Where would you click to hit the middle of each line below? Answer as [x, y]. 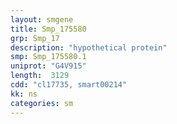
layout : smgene [42, 19]
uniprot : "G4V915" [48, 66]
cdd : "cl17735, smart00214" [69, 85]
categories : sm [42, 103]
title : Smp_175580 [48, 29]
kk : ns [24, 94]
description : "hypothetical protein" [89, 47]
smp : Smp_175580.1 [48, 57]
